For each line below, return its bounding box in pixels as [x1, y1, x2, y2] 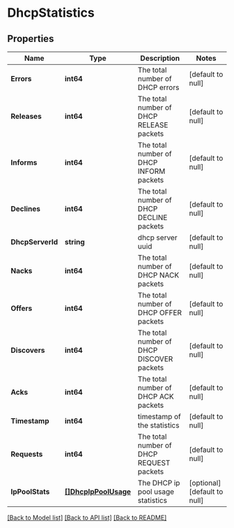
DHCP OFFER [137, 308, 182, 317]
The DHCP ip [137, 478, 180, 487]
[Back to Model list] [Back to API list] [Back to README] [7, 513, 167, 522]
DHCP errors [137, 82, 180, 92]
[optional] [189, 478, 221, 487]
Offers [10, 304, 33, 313]
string [64, 237, 85, 247]
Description [140, 54, 180, 63]
